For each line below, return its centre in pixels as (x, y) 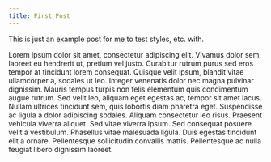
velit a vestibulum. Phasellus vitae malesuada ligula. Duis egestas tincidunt (133, 132)
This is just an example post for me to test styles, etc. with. (106, 39)
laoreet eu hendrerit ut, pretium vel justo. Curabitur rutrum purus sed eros (131, 63)
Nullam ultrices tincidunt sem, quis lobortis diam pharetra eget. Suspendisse (135, 106)
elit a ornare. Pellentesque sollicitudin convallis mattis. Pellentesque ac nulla (135, 141)
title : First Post (39, 16)
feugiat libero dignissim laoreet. (61, 149)
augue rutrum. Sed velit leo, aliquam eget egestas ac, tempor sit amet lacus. (135, 97)
